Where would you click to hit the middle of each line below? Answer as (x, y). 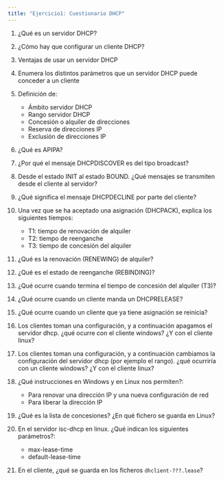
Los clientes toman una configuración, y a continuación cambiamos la (116, 353)
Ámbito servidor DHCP (60, 107)
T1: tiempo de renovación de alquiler (79, 231)
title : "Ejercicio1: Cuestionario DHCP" (67, 13)
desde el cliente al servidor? (58, 184)
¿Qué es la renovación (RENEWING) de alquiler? (85, 259)
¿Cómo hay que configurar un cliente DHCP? (81, 46)
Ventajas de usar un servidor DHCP (68, 60)
